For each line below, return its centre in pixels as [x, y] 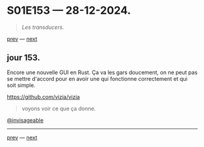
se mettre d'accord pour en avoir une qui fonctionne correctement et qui [97, 78]
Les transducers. [43, 27]
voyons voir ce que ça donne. [59, 108]
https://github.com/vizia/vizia [44, 96]
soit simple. [21, 85]
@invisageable [25, 120]
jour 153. [24, 58]
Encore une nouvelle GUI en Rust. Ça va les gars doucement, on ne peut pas [102, 72]
